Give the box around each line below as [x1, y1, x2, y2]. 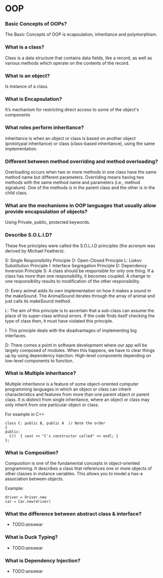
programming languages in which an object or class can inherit [5, 386, 131, 392]
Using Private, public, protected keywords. [5, 219, 91, 225]
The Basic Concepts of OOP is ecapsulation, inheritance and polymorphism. [5, 31, 158, 37]
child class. [5, 189, 28, 196]
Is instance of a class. [5, 84, 49, 90]
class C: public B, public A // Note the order [5, 420, 106, 426]
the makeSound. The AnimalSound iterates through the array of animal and [5, 293, 155, 299]
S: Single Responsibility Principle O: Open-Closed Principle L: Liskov [5, 257, 142, 263]
